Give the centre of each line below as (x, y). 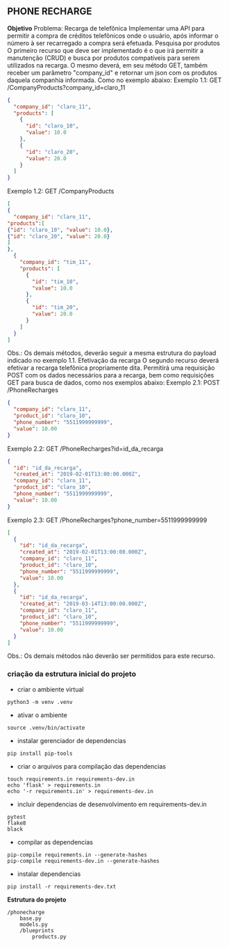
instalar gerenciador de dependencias (71, 740)
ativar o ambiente (42, 715)
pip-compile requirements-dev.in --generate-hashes (83, 861)
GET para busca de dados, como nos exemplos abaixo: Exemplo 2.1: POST (113, 383)
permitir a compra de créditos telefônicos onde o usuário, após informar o (113, 36)
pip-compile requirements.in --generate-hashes (77, 855)
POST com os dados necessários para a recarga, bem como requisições (111, 375)
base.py (31, 918)
